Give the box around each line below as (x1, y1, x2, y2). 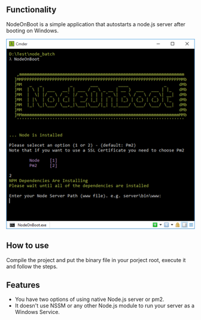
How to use (6, 241, 49, 251)
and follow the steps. (6, 263, 58, 270)
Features (6, 280, 40, 290)
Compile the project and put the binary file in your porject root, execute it (6, 256, 186, 263)
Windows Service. (14, 309, 60, 316)
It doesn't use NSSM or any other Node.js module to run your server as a (14, 302, 195, 309)
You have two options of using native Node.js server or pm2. (14, 296, 165, 303)
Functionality (6, 5, 57, 15)
